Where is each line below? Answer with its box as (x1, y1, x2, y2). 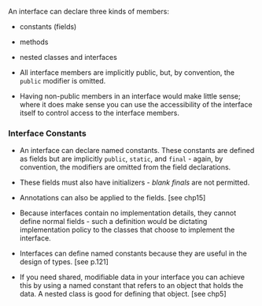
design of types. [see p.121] (19, 257, 109, 267)
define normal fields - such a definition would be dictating (19, 217, 208, 226)
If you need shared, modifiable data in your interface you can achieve (19, 272, 245, 282)
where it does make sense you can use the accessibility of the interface (19, 100, 253, 109)
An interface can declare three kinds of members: (8, 7, 169, 16)
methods (19, 37, 49, 47)
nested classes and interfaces (19, 53, 118, 62)
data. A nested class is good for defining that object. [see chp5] (19, 289, 227, 299)
